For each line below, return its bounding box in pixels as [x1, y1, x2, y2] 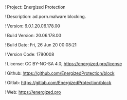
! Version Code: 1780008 [4, 51, 54, 57]
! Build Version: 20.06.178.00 [4, 33, 62, 38]
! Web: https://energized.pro [4, 89, 61, 95]
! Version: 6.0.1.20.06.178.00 [4, 23, 60, 29]
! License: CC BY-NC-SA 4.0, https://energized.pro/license [4, 61, 122, 66]
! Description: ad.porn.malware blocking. [4, 14, 86, 19]
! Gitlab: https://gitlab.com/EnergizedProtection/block [4, 80, 111, 85]
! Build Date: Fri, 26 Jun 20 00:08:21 [4, 42, 77, 48]
